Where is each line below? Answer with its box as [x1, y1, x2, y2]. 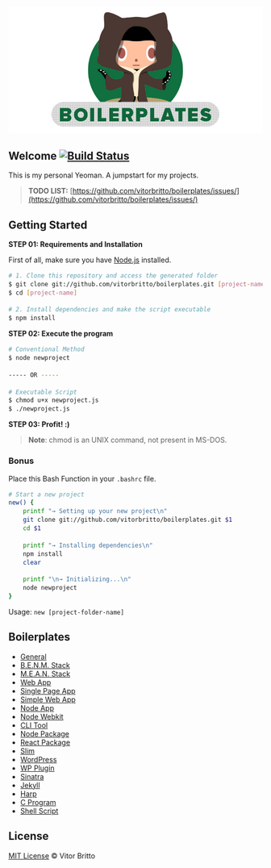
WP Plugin [19, 763, 55, 773]
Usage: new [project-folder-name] [8, 607, 125, 616]
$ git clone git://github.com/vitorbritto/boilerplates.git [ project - [8, 280, 251, 288]
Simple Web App [19, 695, 77, 704]
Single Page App [19, 686, 76, 695]
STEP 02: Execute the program [8, 329, 114, 339]
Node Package [19, 728, 70, 738]
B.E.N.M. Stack [19, 660, 70, 670]
